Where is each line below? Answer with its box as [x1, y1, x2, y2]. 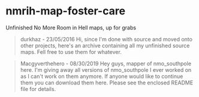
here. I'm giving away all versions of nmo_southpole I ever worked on [20, 66, 192, 73]
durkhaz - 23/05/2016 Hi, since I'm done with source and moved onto [20, 35, 193, 43]
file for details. [20, 85, 56, 92]
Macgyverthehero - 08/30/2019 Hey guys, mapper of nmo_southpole [20, 60, 192, 67]
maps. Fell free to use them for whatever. [20, 48, 122, 55]
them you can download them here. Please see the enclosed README [20, 79, 194, 86]
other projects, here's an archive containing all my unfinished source [20, 42, 190, 49]
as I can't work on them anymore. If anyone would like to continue [20, 72, 183, 80]
